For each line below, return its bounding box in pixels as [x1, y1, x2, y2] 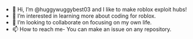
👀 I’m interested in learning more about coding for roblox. [12, 12, 156, 19]
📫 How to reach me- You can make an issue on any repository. [12, 26, 172, 33]
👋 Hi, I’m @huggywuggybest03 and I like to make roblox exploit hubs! [12, 6, 188, 13]
